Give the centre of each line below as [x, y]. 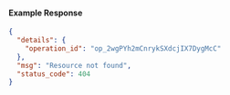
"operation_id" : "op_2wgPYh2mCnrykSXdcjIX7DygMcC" [123, 48]
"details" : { [42, 41]
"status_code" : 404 [54, 74]
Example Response [46, 13]
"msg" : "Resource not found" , [74, 65]
